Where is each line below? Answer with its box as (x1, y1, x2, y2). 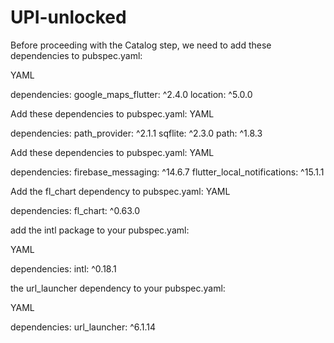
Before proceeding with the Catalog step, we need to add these (10, 39, 272, 51)
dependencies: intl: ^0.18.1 (10, 262, 117, 275)
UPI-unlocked (10, 6, 127, 29)
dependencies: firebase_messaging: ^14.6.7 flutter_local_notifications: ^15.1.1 (10, 166, 325, 178)
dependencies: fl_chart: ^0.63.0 (10, 204, 141, 216)
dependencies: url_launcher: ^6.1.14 (10, 321, 157, 333)
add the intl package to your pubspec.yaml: (10, 224, 190, 236)
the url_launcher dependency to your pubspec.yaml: (10, 282, 226, 294)
